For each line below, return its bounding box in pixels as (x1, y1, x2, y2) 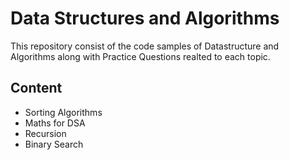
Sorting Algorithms (24, 106, 103, 118)
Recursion (24, 127, 67, 139)
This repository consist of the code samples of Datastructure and (10, 40, 280, 52)
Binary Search (24, 138, 84, 150)
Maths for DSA (24, 117, 86, 129)
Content (10, 80, 63, 97)
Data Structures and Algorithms (10, 7, 280, 30)
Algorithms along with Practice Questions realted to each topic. (10, 50, 271, 62)
